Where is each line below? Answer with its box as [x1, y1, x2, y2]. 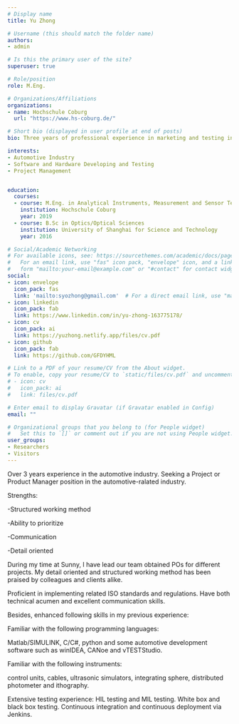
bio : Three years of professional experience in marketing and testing [7, 135, 224, 142]
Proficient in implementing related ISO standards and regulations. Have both [7, 589, 230, 598]
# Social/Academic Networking [7, 245, 97, 253]
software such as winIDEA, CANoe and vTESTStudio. [7, 646, 163, 654]
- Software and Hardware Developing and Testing [7, 160, 154, 168]
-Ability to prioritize [7, 519, 64, 527]
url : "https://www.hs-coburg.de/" [14, 115, 116, 122]
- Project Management [7, 167, 72, 175]
